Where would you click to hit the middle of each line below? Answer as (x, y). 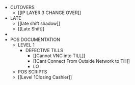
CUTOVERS (22, 7)
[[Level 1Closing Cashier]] (45, 77)
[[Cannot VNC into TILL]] (59, 56)
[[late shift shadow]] (39, 23)
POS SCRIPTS (32, 72)
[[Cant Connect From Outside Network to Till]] (81, 61)
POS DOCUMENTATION (35, 39)
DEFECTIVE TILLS (44, 50)
